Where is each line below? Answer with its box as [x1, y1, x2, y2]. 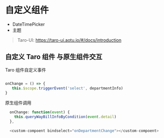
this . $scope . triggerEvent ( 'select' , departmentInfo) [11, 85, 123, 91]
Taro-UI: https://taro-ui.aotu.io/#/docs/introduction [17, 37, 122, 43]
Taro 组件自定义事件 [5, 67, 46, 72]
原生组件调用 [5, 100, 31, 106]
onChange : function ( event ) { [9, 110, 70, 115]
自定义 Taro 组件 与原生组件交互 [5, 53, 103, 61]
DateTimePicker [12, 21, 45, 27]
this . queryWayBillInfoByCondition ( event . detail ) [14, 115, 117, 120]
